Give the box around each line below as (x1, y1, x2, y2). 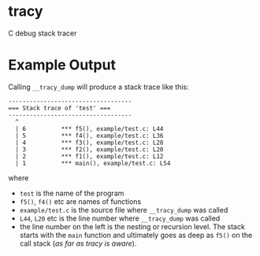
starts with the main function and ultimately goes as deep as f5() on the (19, 230, 253, 239)
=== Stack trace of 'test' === (8, 104, 111, 112)
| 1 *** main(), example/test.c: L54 (15, 159, 171, 167)
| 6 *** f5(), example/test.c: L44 (15, 124, 164, 132)
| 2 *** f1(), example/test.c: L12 (15, 152, 164, 160)
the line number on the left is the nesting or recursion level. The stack (19, 221, 246, 231)
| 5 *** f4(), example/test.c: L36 (15, 132, 164, 139)
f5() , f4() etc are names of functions (19, 196, 142, 206)
